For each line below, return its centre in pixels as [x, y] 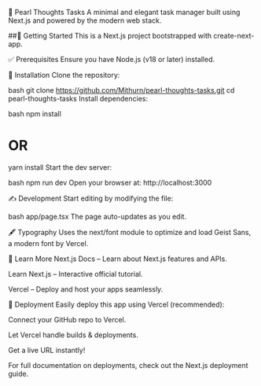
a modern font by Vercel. [48, 243]
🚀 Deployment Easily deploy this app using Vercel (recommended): [116, 304]
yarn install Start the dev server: [60, 167]
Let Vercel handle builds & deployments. [74, 335]
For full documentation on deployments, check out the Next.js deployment [129, 365]
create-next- [234, 36]
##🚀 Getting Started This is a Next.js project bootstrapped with [110, 36]
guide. [18, 373]
